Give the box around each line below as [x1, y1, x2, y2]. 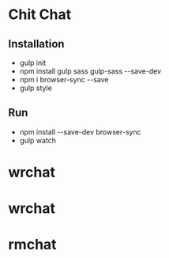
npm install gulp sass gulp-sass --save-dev [19, 66, 162, 76]
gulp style [19, 83, 53, 93]
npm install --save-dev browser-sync [19, 127, 141, 136]
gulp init [19, 58, 47, 67]
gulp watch [19, 135, 57, 145]
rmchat [8, 236, 57, 254]
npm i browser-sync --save [19, 75, 109, 84]
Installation [8, 37, 65, 51]
